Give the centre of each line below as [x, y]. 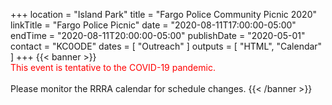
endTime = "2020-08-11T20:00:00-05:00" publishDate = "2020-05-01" [158, 35]
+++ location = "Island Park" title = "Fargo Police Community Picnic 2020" [163, 14]
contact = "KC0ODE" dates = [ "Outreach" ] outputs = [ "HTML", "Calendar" [166, 46]
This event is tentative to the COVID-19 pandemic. [113, 67]
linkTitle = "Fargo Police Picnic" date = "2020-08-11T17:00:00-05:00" [153, 25]
